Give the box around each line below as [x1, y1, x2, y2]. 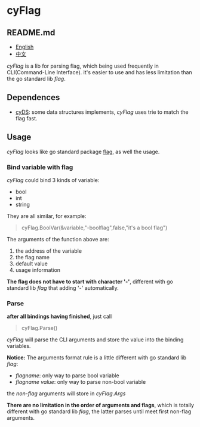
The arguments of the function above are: [7, 235, 109, 243]
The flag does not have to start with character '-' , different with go [7, 278, 174, 285]
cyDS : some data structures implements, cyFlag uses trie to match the [15, 108, 189, 116]
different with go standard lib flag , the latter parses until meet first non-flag [7, 408, 192, 415]
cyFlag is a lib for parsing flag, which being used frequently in [7, 62, 159, 69]
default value [15, 260, 48, 267]
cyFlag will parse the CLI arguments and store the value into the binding [7, 336, 184, 343]
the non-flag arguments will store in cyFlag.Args [7, 390, 126, 397]
